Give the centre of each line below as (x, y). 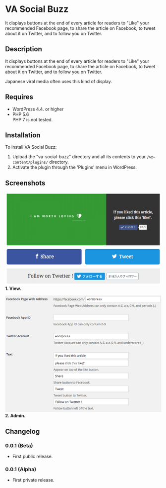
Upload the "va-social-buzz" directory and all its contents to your (79, 157)
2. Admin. (15, 416)
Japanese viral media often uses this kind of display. (59, 81)
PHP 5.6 (21, 114)
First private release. (33, 480)
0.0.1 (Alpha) (21, 470)
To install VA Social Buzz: (31, 147)
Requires (19, 97)
